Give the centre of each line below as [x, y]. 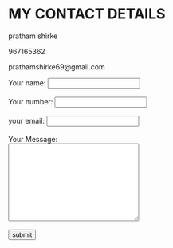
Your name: [27, 83]
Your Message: [33, 139]
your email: [27, 120]
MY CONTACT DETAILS [87, 14]
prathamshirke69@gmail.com [57, 67]
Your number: [31, 101]
